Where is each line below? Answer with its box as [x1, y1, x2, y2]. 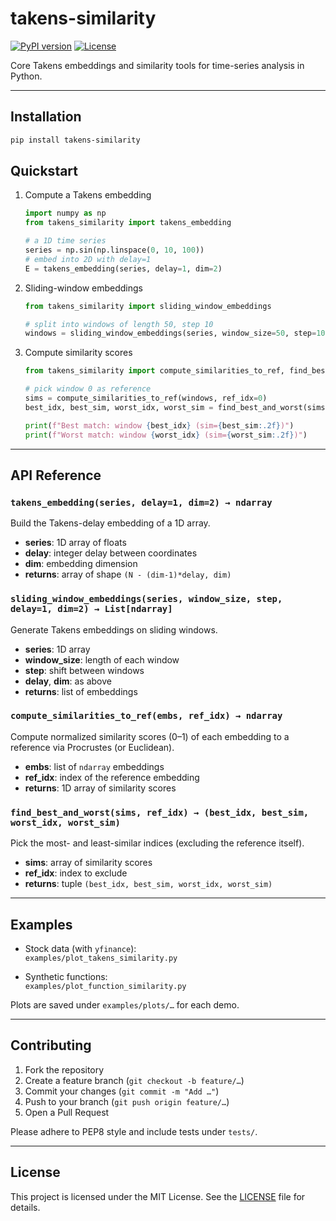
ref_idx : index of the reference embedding [24, 771, 200, 783]
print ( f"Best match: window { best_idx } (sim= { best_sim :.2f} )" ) [24, 420, 295, 431]
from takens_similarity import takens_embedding [24, 218, 232, 228]
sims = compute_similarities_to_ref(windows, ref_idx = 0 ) [24, 393, 268, 404]
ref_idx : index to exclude [24, 867, 128, 879]
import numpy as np [24, 208, 107, 219]
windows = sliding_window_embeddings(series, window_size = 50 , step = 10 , [24, 328, 330, 339]
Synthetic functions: [24, 970, 108, 982]
